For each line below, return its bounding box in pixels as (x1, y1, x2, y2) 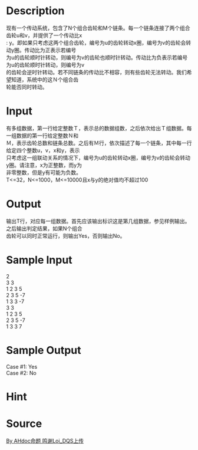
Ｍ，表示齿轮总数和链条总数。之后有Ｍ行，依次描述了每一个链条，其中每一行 (6, 139, 192, 146)
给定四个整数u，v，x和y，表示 (6, 146, 80, 154)
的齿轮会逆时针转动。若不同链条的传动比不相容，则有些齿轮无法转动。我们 (6, 68, 187, 75)
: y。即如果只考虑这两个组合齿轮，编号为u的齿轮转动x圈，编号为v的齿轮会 (6, 39, 186, 46)
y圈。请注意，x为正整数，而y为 (6, 161, 82, 169)
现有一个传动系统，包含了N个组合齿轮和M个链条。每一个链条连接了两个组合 (6, 24, 190, 31)
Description (6, 4, 65, 18)
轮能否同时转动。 (6, 83, 48, 90)
